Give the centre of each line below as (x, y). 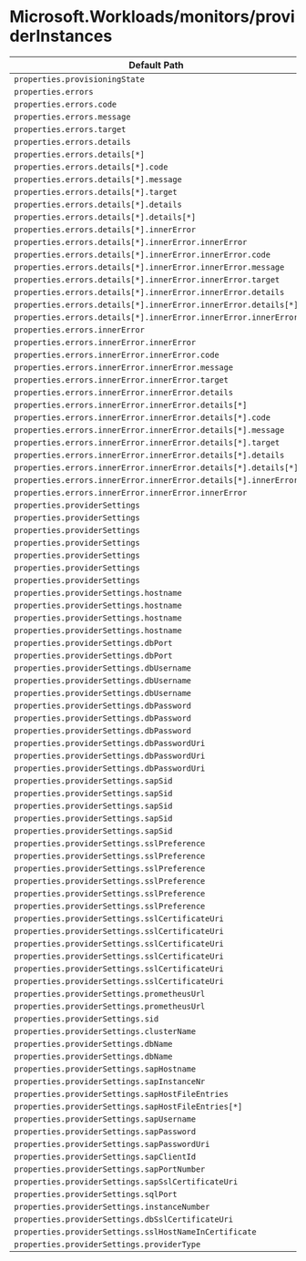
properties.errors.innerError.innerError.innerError (131, 492)
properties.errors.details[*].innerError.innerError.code (143, 254)
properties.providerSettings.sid (87, 1019)
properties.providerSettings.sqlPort (96, 1194)
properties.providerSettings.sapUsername (105, 1119)
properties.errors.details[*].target (96, 192)
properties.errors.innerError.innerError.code (117, 354)
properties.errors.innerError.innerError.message (124, 367)
